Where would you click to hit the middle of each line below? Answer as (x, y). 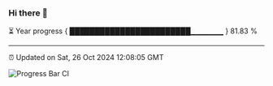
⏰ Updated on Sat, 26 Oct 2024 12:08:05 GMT (86, 58)
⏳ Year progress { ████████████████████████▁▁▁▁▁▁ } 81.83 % (133, 31)
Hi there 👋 (28, 13)
